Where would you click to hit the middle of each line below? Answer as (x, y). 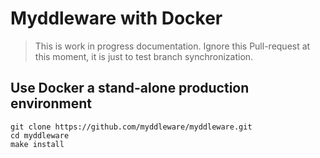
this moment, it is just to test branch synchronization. (144, 56)
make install (37, 144)
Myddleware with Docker (116, 18)
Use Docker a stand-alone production (130, 88)
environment (51, 103)
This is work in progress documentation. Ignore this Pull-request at (172, 46)
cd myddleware (40, 135)
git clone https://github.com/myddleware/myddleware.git (131, 127)
